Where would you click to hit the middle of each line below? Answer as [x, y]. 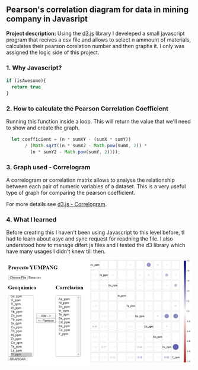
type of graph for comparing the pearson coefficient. [71, 192]
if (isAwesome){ [26, 81]
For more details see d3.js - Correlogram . [57, 204]
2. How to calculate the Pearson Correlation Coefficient [87, 108]
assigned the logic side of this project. [53, 52]
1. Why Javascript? [34, 68]
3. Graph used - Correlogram [48, 167]
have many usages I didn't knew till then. [56, 251]
